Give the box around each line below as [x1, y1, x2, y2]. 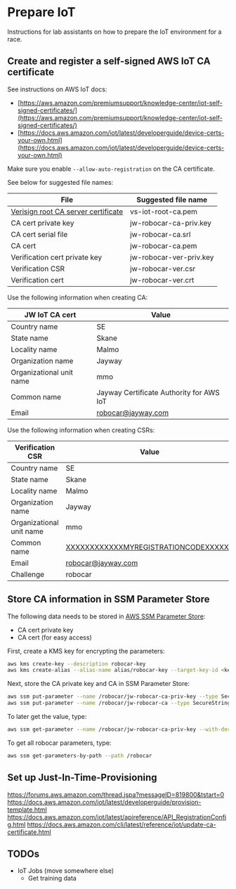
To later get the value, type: [7, 713, 87, 721]
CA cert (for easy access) [17, 633, 93, 642]
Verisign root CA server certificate [11, 207, 124, 216]
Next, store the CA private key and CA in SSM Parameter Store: [7, 680, 190, 688]
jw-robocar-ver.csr [129, 264, 196, 273]
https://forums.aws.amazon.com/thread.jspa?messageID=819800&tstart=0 [7, 790, 225, 798]
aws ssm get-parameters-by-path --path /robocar [7, 752, 152, 759]
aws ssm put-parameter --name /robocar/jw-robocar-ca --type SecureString [7, 700, 231, 707]
